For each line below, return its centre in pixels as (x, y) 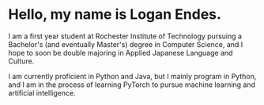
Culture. (21, 61)
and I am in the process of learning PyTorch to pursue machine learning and (132, 85)
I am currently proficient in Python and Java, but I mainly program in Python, (132, 76)
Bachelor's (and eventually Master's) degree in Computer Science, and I (126, 44)
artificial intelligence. (42, 92)
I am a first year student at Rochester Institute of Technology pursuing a (125, 36)
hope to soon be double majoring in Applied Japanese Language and (121, 52)
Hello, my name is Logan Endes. (115, 14)
